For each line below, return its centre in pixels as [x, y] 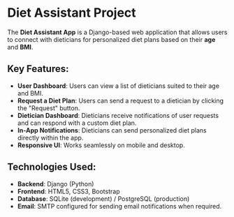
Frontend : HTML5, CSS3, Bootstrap [68, 191]
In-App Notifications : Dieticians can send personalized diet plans [112, 130]
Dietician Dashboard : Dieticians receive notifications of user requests [118, 115]
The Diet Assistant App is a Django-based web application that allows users [117, 32]
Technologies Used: [52, 167]
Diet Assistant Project [72, 13]
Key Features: [38, 69]
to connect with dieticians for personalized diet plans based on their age [111, 39]
